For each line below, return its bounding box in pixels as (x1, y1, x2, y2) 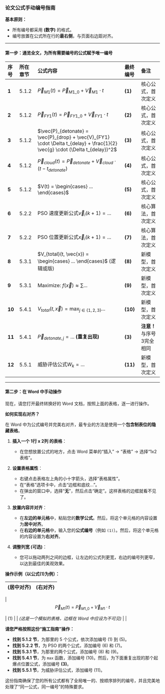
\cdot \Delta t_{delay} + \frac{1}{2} (37, 140, 118, 147)
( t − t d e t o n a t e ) (37, 165, 68, 173)
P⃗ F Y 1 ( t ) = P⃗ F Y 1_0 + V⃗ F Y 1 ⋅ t (37, 111, 109, 119)
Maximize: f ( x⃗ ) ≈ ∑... (37, 282, 87, 289)
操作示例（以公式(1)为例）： (5, 571, 60, 576)
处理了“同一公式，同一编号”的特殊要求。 (5, 684, 87, 690)
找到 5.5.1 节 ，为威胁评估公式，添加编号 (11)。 (12, 667, 105, 673)
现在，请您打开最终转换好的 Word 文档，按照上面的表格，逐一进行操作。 (5, 400, 152, 406)
